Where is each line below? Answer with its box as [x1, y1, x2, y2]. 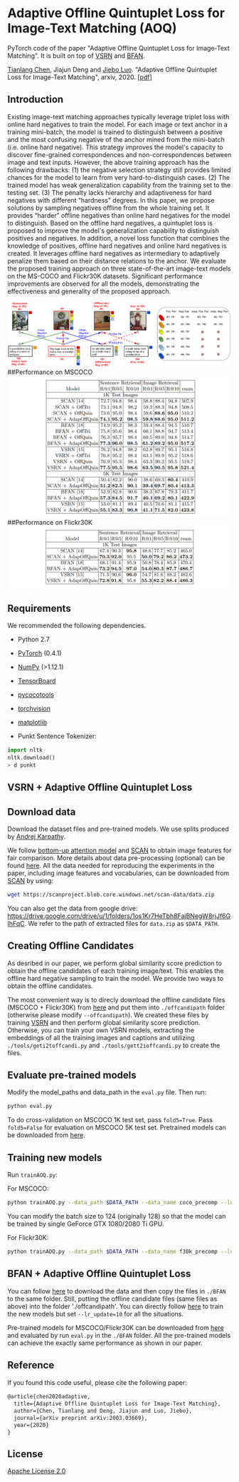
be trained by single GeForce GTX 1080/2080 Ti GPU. [7, 1219, 164, 1229]
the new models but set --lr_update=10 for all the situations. [7, 1309, 184, 1318]
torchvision [17, 705, 51, 713]
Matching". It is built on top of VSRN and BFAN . [7, 51, 146, 60]
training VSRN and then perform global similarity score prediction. [7, 1018, 201, 1027]
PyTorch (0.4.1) [17, 649, 62, 657]
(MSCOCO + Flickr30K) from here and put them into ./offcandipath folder [7, 1003, 225, 1012]
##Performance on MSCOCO [7, 368, 93, 376]
